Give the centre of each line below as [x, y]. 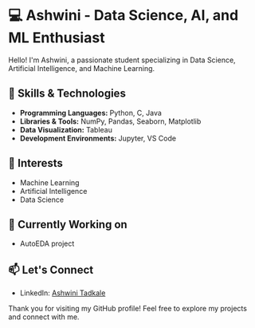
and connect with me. [44, 317]
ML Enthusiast [57, 38]
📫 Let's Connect [51, 269]
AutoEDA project [47, 243]
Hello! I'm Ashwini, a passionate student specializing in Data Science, [122, 60]
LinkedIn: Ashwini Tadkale [63, 293]
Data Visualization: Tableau [66, 129]
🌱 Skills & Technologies [67, 94]
